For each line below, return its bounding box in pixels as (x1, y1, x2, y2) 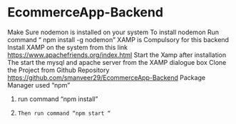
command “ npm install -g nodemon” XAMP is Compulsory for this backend (7, 35, 230, 43)
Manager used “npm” (7, 81, 71, 89)
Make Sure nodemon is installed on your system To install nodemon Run (7, 28, 220, 36)
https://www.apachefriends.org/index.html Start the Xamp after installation (7, 51, 227, 59)
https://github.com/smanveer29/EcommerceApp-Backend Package (7, 73, 205, 82)
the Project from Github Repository (7, 66, 110, 74)
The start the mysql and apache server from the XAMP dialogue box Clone (7, 58, 227, 66)
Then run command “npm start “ (17, 110, 111, 117)
